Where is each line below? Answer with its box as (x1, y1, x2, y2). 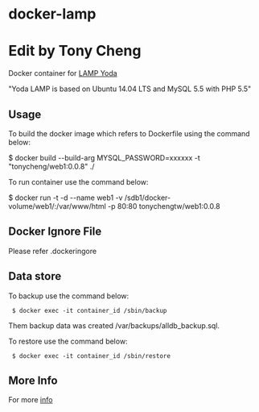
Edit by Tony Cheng (8, 42, 142, 60)
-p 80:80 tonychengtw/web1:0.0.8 (107, 201, 220, 210)
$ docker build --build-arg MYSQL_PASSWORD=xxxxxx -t (8, 152, 201, 162)
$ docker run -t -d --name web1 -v (8, 193, 123, 202)
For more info (8, 395, 53, 405)
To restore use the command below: (8, 336, 128, 346)
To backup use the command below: (8, 291, 129, 301)
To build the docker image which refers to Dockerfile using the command (8, 128, 251, 138)
